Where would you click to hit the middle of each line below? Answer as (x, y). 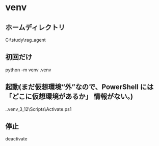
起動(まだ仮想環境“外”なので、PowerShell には (79, 87)
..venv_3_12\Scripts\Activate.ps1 (38, 109)
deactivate (16, 139)
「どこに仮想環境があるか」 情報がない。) (69, 96)
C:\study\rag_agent (25, 40)
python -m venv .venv (28, 70)
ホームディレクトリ (35, 27)
